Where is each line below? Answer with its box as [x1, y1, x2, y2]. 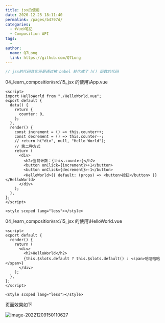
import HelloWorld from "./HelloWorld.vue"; [5, 94, 102, 99]
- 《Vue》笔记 [10, 27, 33, 32]
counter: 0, [18, 112, 44, 117]
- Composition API [10, 31, 50, 36]
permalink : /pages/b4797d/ [5, 17, 63, 22]
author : [5, 46, 22, 51]
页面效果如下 [5, 302, 32, 308]
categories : [5, 21, 31, 27]
